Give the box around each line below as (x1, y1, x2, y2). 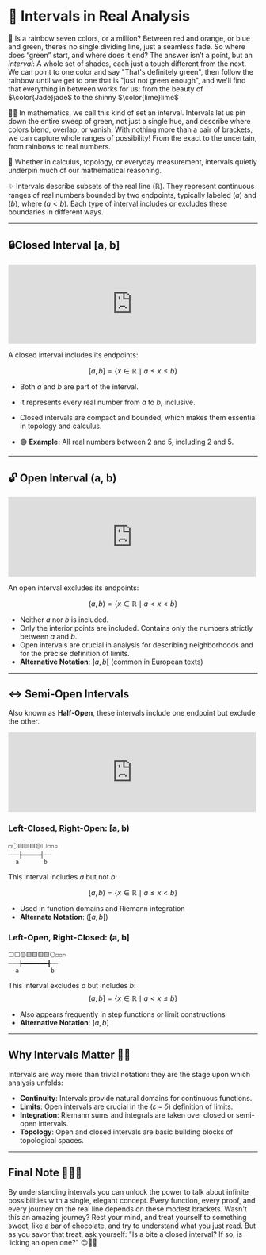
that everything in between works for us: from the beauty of (8, 83, 203, 94)
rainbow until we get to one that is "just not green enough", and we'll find (8, 75, 246, 85)
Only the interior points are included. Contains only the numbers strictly (19, 623, 253, 632)
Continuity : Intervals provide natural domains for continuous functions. (19, 1093, 253, 1102)
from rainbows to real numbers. (8, 141, 111, 151)
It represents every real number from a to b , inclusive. (19, 397, 196, 407)
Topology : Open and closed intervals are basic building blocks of (19, 1127, 234, 1137)
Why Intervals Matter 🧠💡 (8, 1048, 131, 1062)
